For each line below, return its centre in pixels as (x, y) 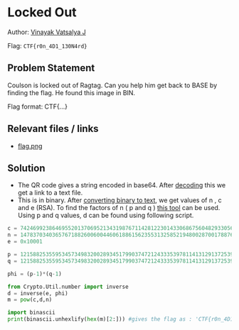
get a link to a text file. (50, 193)
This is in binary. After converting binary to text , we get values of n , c (119, 200)
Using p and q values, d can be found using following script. (106, 215)
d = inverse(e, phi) (38, 293)
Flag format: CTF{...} (37, 106)
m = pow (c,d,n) (30, 300)
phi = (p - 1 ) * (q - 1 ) (34, 274)
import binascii (31, 313)
